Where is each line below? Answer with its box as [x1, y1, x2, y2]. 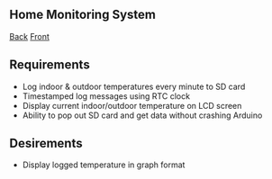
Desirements [9, 136, 83, 151]
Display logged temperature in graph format [22, 159, 186, 170]
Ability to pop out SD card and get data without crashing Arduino [22, 110, 263, 121]
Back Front [9, 31, 50, 41]
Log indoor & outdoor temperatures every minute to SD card [22, 81, 246, 92]
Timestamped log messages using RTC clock [22, 90, 191, 102]
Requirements [9, 58, 90, 73]
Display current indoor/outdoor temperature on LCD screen [22, 100, 242, 111]
